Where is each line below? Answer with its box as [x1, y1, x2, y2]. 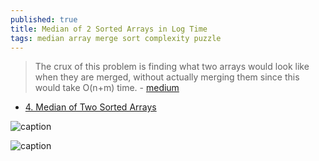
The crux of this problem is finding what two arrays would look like [34, 61, 310, 73]
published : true [10, 14, 78, 25]
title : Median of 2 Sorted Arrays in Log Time [10, 24, 208, 34]
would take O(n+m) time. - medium [34, 82, 180, 94]
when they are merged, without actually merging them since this [34, 71, 300, 83]
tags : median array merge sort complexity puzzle [10, 33, 222, 43]
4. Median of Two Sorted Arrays [24, 101, 157, 113]
